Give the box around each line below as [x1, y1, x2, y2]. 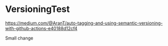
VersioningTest [5, 3, 70, 15]
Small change [5, 35, 34, 41]
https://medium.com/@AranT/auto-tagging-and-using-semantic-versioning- [5, 20, 163, 26]
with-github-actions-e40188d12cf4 [5, 25, 78, 31]
